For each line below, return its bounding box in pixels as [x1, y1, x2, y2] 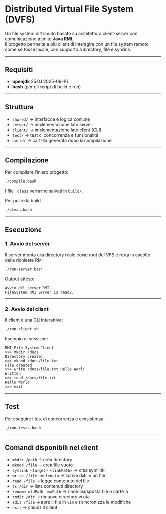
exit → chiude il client [12, 504, 58, 510]
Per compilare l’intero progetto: [5, 169, 69, 175]
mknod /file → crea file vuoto [12, 462, 73, 468]
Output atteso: [5, 276, 35, 282]
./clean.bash [5, 207, 32, 212]
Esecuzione [5, 225, 42, 234]
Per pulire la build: [5, 198, 42, 204]
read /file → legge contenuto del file [12, 478, 90, 484]
